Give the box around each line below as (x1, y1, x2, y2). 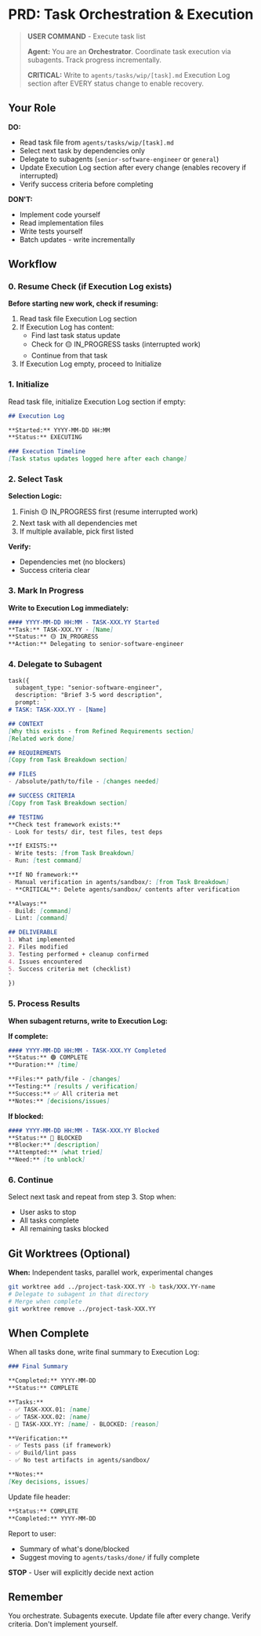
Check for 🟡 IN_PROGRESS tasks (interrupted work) (31, 339, 201, 349)
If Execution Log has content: (19, 322, 114, 332)
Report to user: (8, 1528, 56, 1538)
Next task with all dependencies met (19, 519, 137, 528)
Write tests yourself (19, 226, 83, 236)
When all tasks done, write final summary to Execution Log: (8, 1348, 200, 1357)
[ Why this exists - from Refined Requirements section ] (8, 727, 194, 735)
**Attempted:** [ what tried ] (8, 1149, 103, 1157)
